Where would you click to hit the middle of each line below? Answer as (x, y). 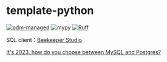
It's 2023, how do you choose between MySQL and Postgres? (84, 52)
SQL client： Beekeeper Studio (44, 40)
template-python (50, 11)
